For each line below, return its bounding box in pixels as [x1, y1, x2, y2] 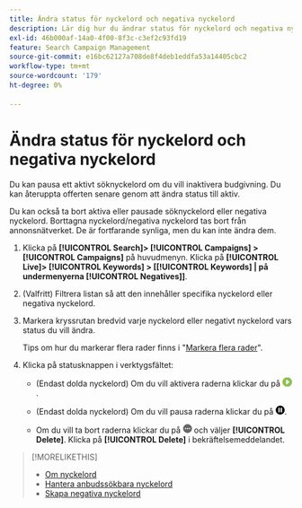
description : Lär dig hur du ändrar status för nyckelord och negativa [9, 23, 283, 33]
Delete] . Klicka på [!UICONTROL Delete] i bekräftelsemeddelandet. [35, 434, 286, 444]
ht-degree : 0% [9, 81, 63, 90]
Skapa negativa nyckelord [44, 487, 141, 498]
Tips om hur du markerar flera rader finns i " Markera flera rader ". [22, 342, 263, 353]
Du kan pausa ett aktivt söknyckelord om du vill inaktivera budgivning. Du [9, 179, 281, 189]
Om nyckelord [44, 469, 97, 479]
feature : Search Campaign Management [9, 43, 151, 52]
